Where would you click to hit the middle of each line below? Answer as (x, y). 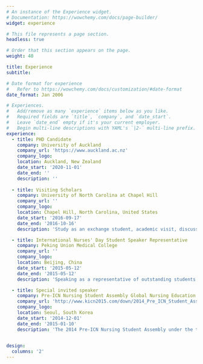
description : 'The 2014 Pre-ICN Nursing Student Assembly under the (105, 330)
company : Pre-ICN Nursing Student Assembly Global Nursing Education (107, 296)
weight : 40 (20, 56)
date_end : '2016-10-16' (47, 223)
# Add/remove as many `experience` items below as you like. (88, 111)
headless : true (25, 40)
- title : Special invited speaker (55, 290)
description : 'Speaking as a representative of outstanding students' (108, 279)
